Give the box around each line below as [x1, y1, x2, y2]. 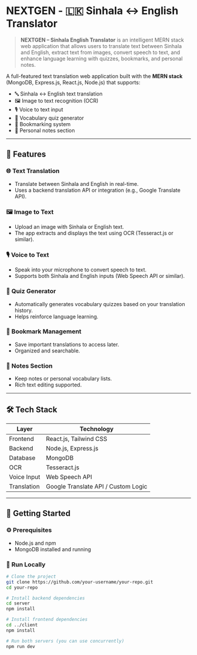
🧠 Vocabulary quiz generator [14, 114, 84, 121]
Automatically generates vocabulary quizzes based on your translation [14, 300, 185, 307]
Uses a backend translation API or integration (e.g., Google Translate [14, 186, 181, 194]
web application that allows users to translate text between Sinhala [20, 42, 182, 49]
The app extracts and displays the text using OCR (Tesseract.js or [14, 229, 174, 236]
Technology [79, 425, 114, 433]
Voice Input [9, 473, 40, 481]
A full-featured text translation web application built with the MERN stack [6, 72, 183, 80]
